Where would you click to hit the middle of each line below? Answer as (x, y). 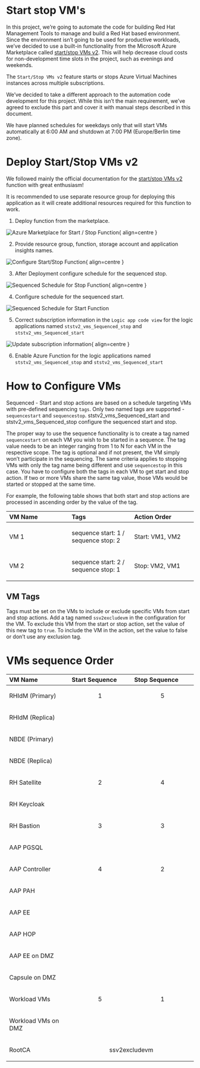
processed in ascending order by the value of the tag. (72, 502)
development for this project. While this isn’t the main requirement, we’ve (96, 101)
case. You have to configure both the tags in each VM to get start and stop (98, 471)
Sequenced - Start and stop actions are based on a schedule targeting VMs (99, 403)
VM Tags (23, 597)
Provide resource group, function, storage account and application (96, 244)
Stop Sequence (156, 680)
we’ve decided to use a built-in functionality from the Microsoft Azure (91, 46)
